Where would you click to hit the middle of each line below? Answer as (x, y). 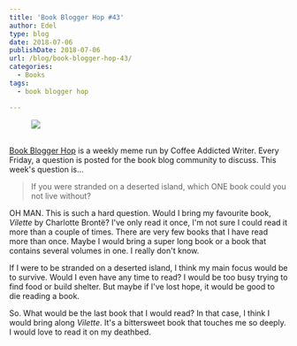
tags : (19, 83)
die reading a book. (44, 296)
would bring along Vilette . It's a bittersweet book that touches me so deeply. (148, 322)
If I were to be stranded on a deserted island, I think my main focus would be (148, 267)
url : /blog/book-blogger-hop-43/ (71, 58)
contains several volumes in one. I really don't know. (104, 250)
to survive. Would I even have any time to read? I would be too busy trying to (148, 277)
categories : (31, 67)
